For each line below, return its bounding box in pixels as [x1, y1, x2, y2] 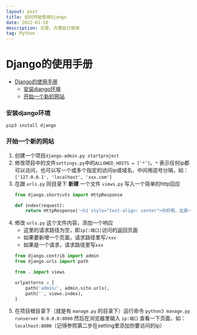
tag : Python [6, 31, 35, 36]
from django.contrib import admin [14, 253, 99, 259]
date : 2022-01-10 [6, 19, 49, 25]
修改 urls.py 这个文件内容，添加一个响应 [14, 219, 113, 226]
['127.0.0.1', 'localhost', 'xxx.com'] [14, 174, 113, 180]
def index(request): [14, 202, 65, 209]
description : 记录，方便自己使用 [6, 25, 80, 31]
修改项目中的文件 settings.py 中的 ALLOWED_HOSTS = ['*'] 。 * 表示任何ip [14, 159, 185, 166]
